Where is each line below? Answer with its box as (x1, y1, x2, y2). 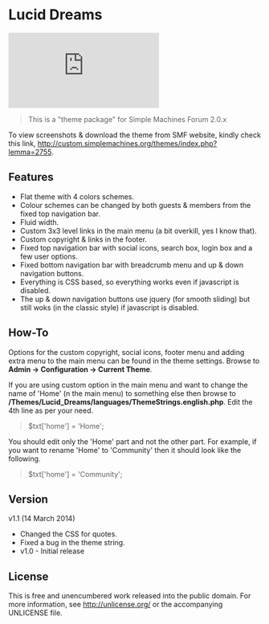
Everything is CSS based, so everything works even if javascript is (19, 277, 239, 287)
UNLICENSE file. (8, 608, 63, 618)
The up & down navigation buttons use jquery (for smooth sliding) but (19, 294, 251, 304)
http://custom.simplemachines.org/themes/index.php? (37, 138, 218, 148)
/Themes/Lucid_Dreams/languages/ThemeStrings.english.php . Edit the (8, 397, 253, 406)
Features (8, 170, 54, 184)
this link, (8, 138, 36, 148)
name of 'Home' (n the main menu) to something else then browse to (8, 388, 237, 398)
